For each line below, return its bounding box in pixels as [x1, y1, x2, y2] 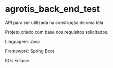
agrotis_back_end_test [5, 3, 100, 15]
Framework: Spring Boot [5, 48, 55, 54]
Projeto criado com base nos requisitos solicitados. [5, 29, 109, 35]
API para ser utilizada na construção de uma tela [5, 20, 104, 25]
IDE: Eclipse [5, 57, 29, 63]
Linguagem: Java [5, 38, 40, 45]
